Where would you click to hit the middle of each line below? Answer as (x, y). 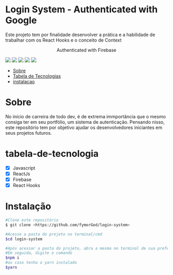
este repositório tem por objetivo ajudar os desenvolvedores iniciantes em (84, 127)
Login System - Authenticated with (82, 10)
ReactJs (21, 174)
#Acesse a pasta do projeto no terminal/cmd (54, 234)
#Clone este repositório (32, 220)
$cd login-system (24, 239)
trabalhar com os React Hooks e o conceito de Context (64, 40)
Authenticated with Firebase (86, 50)
